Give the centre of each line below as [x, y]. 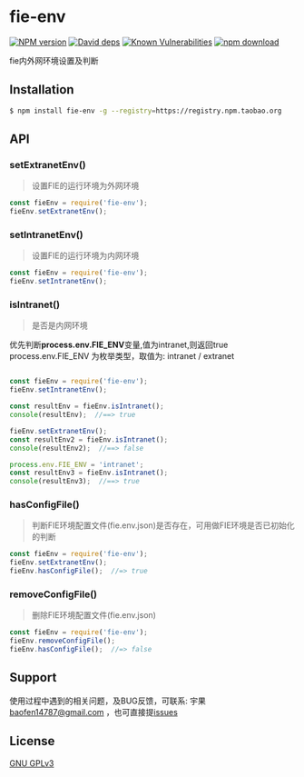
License [32, 741]
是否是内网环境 [59, 325]
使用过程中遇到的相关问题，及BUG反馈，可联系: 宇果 [108, 701]
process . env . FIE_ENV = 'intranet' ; [77, 464]
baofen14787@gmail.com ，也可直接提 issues [94, 712]
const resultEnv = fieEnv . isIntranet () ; [87, 406]
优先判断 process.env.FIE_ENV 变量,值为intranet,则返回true [119, 345]
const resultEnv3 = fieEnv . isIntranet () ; [89, 473]
